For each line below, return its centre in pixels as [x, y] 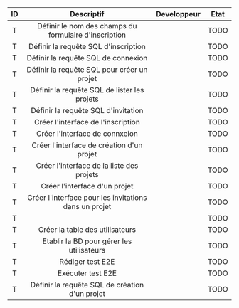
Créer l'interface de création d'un [87, 145]
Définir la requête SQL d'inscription [87, 47]
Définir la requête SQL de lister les [87, 90]
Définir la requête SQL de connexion [87, 58]
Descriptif [87, 14]
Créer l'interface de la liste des [87, 165]
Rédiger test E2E [87, 261]
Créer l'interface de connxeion [87, 133]
